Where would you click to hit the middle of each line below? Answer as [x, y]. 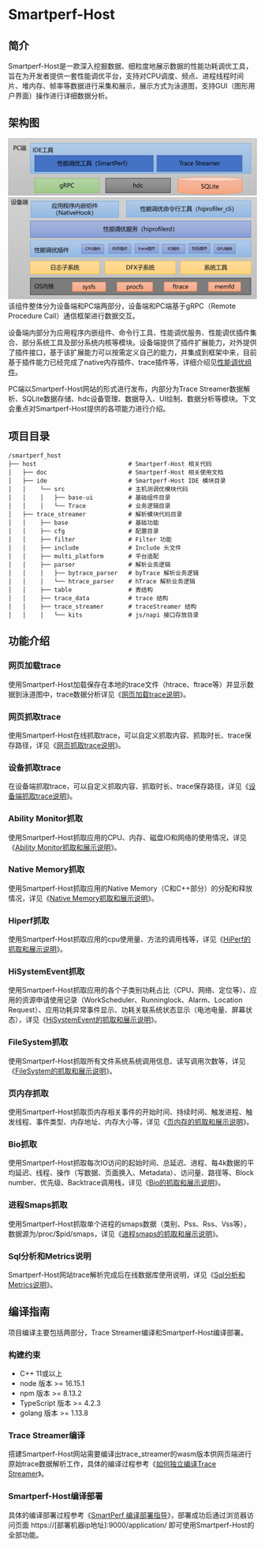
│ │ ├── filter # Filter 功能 [90, 539]
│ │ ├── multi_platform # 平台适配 [84, 556]
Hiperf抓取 [29, 920]
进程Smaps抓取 [38, 1205]
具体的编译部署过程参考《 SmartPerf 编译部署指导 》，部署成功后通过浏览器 [127, 1515]
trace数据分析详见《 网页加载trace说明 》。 [123, 694]
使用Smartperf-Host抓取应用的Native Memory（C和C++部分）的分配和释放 [131, 888]
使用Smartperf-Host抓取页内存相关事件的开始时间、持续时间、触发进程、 [127, 1112]
